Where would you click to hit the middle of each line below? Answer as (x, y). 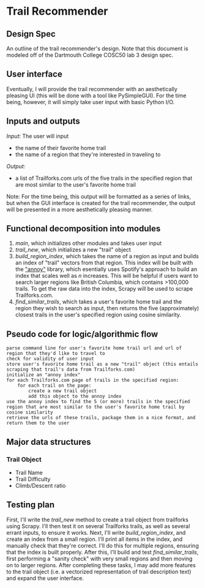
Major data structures (49, 442)
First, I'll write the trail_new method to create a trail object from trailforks (97, 519)
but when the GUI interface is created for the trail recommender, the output (101, 203)
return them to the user (38, 423)
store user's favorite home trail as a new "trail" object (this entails (102, 364)
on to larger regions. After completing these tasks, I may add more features (101, 565)
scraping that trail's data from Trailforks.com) (71, 370)
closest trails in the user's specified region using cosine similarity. (98, 315)
